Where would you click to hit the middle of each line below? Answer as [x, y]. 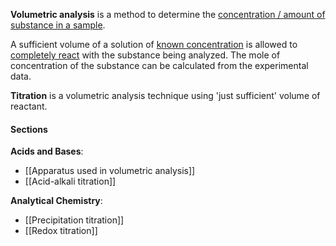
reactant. [29, 106]
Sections [29, 129]
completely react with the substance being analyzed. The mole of [145, 55]
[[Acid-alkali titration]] [70, 181]
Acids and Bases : [47, 151]
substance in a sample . [58, 25]
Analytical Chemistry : [56, 201]
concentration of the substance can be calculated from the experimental [159, 65]
